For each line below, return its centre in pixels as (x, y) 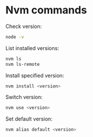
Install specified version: (35, 75)
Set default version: (29, 119)
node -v (15, 37)
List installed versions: (32, 48)
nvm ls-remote (23, 64)
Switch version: (24, 97)
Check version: (24, 26)
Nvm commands (46, 10)
